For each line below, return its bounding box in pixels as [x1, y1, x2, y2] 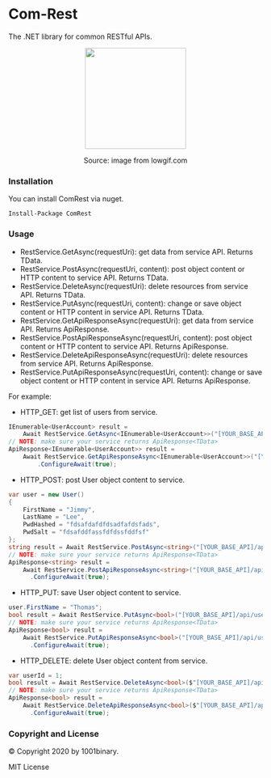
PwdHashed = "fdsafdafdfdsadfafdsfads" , [23, 521, 161, 529]
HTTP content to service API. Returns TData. [19, 273, 169, 282]
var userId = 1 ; [8, 671, 63, 679]
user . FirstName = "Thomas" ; [8, 603, 103, 611]
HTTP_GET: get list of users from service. [19, 407, 158, 416]
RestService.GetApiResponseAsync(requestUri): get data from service [19, 315, 254, 325]
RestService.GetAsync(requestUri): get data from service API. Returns [19, 247, 253, 256]
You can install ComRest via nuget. [8, 194, 124, 204]
